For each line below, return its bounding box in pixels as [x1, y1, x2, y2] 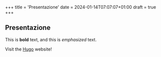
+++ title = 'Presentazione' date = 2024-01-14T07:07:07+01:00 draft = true [5, 4, 156, 10]
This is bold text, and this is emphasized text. [5, 36, 97, 42]
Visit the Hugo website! [5, 46, 53, 52]
